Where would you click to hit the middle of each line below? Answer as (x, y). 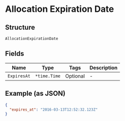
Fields (15, 54)
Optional (75, 76)
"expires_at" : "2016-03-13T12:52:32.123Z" (54, 110)
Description (103, 68)
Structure (20, 27)
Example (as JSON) (35, 94)
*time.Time (48, 76)
